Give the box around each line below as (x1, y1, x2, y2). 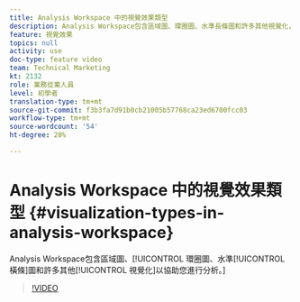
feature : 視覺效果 (9, 30, 74, 39)
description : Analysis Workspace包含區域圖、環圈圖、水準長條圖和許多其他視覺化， (9, 22, 295, 31)
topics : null (9, 38, 59, 48)
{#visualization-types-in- (28, 203, 225, 224)
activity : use (9, 47, 63, 56)
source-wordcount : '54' (9, 123, 99, 132)
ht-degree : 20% (9, 131, 67, 140)
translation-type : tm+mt (9, 96, 103, 106)
